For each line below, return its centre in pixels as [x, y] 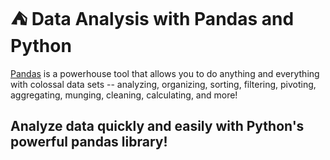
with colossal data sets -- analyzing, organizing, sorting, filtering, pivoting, [163, 84]
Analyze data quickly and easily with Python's [157, 126]
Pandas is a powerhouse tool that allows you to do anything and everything [165, 73]
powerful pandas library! [89, 142]
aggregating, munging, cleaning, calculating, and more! [124, 95]
